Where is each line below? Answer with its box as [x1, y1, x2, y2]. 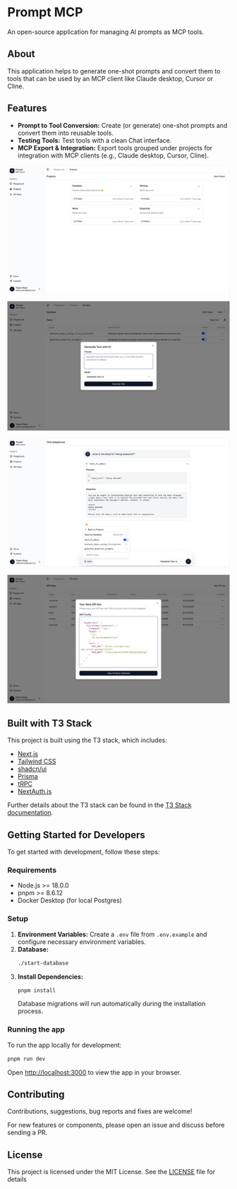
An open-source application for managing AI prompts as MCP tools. [7, 28, 205, 36]
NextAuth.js [17, 787, 52, 796]
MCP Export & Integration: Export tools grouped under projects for [17, 143, 213, 152]
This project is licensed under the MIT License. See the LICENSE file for [7, 1168, 216, 1176]
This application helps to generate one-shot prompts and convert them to [7, 66, 221, 75]
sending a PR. [7, 1128, 48, 1137]
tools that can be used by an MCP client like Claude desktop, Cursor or [7, 74, 214, 83]
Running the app [7, 1024, 66, 1034]
